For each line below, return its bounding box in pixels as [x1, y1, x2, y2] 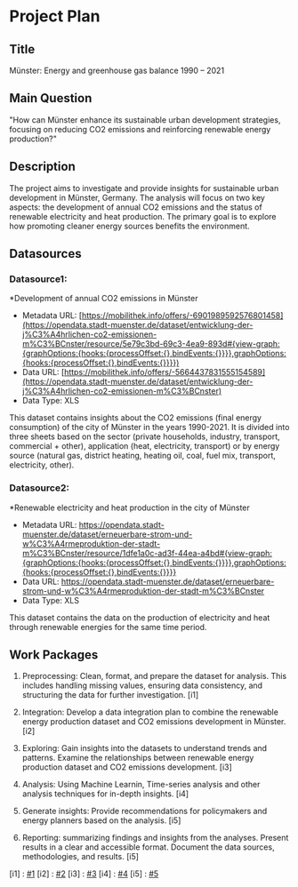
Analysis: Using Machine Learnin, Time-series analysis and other [21, 779, 261, 790]
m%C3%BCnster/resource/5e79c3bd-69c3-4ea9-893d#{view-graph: [21, 339, 280, 349]
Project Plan [9, 6, 101, 27]
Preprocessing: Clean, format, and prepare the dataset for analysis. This [21, 671, 287, 682]
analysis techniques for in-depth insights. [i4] [21, 788, 189, 799]
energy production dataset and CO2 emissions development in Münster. [21, 716, 286, 727]
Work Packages [9, 647, 99, 662]
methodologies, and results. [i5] [21, 851, 140, 862]
